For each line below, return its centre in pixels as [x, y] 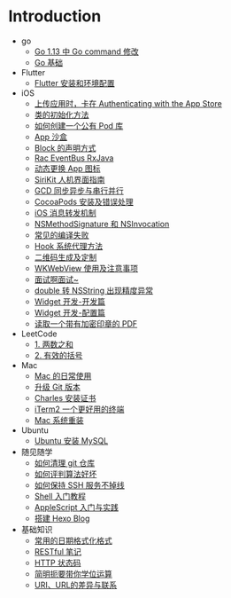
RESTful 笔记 [58, 551]
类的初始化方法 [62, 114]
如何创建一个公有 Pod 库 [79, 125]
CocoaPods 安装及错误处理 [84, 201]
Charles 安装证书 [65, 397]
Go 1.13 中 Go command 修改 [86, 51]
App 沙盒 [51, 137]
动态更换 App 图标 [67, 168]
